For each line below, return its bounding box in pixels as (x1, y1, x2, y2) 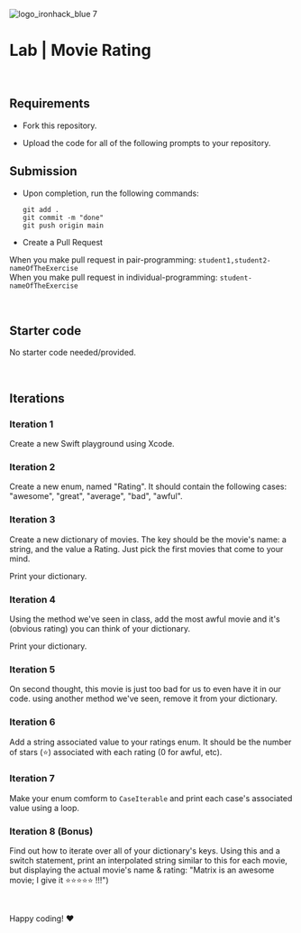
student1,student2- (197, 255, 271, 265)
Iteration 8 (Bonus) (9, 825, 94, 837)
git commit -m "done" (22, 213, 104, 222)
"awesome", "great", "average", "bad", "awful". (9, 491, 183, 502)
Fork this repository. (22, 120, 97, 131)
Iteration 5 (9, 663, 56, 676)
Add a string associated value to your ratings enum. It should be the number (9, 736, 292, 747)
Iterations (9, 391, 65, 406)
